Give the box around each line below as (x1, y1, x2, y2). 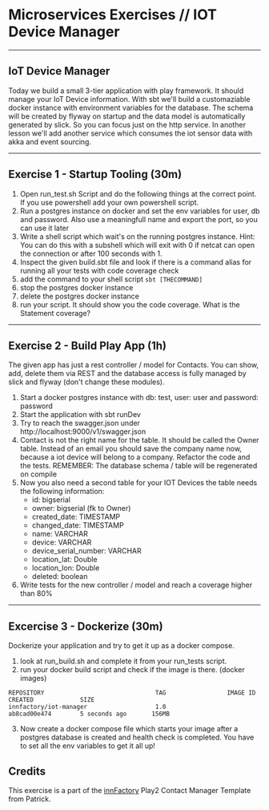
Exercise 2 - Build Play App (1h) (8, 338, 167, 352)
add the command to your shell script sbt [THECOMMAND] (19, 274, 203, 284)
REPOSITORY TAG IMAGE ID (8, 689, 256, 697)
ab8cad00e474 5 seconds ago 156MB (8, 710, 171, 719)
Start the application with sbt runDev (19, 410, 142, 419)
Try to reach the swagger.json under (19, 419, 140, 428)
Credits (8, 764, 46, 778)
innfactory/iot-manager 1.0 (8, 703, 167, 711)
